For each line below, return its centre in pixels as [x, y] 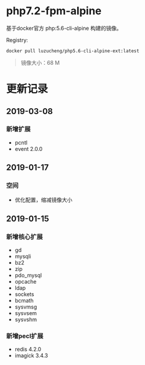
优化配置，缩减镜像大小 [43, 200]
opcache [26, 282]
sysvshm [26, 320]
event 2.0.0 [29, 149]
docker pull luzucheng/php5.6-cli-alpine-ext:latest [73, 51]
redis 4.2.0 [28, 350]
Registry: [17, 40]
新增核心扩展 [25, 237]
